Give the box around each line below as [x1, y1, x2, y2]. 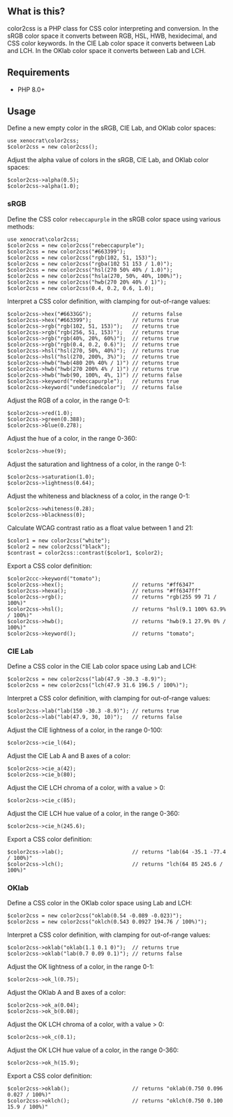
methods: [7, 222, 35, 231]
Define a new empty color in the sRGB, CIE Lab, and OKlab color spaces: [7, 124, 216, 132]
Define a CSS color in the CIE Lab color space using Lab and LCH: [7, 662, 197, 671]
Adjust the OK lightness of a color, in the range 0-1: [7, 963, 154, 971]
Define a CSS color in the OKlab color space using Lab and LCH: [7, 899, 193, 907]
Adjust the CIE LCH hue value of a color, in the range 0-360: [7, 810, 180, 818]
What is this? [7, 6, 66, 17]
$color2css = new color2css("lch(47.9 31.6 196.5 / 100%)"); [7, 682, 189, 689]
